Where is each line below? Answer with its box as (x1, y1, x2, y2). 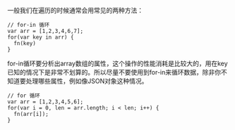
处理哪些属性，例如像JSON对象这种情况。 (25, 77, 148, 85)
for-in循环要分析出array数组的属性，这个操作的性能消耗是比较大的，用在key (7, 59, 228, 67)
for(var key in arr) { (7, 34, 74, 41)
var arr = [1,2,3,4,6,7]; (7, 27, 83, 34)
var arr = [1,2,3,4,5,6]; (7, 98, 83, 105)
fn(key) (13, 40, 37, 47)
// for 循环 (7, 92, 40, 99)
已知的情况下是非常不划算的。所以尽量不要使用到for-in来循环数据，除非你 (7, 68, 221, 76)
